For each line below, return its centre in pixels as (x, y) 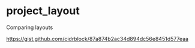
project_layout (43, 11)
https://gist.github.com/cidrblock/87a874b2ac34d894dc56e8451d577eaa (97, 39)
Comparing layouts (30, 27)
